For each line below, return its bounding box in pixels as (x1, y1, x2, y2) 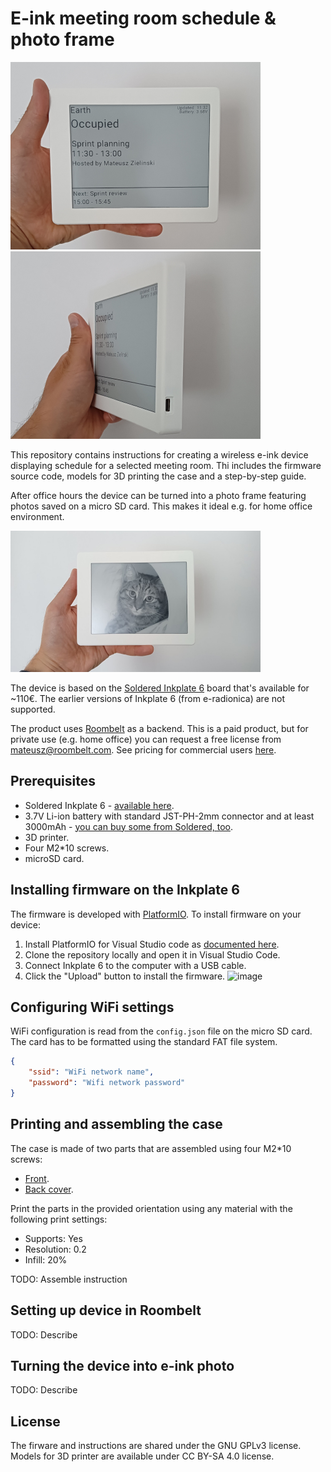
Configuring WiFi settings (10, 998, 175, 1016)
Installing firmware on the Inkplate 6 (10, 882, 240, 899)
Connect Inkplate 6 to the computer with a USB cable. (24, 959, 247, 971)
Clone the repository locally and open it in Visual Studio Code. (24, 948, 281, 961)
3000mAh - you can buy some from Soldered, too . (24, 820, 234, 832)
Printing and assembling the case (10, 1116, 223, 1133)
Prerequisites (10, 773, 96, 790)
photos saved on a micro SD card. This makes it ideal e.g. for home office (10, 500, 313, 512)
